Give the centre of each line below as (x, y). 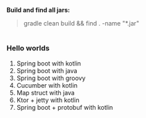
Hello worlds (28, 48)
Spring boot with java (47, 70)
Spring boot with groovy (51, 78)
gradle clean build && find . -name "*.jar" (81, 23)
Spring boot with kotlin (48, 63)
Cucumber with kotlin (47, 85)
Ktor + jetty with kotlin (48, 100)
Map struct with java (46, 92)
